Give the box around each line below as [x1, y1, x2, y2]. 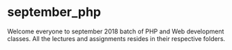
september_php [7, 4, 101, 20]
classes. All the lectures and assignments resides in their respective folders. [7, 34, 226, 42]
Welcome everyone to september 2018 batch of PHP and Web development [7, 27, 224, 35]
